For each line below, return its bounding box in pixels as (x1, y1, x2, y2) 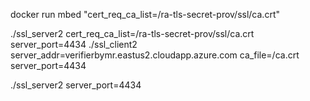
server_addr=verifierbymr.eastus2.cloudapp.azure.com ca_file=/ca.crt (10, 49, 300, 61)
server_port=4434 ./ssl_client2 (10, 39, 138, 50)
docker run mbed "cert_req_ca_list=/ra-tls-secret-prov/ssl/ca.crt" (10, 9, 280, 20)
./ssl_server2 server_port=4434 (10, 79, 142, 91)
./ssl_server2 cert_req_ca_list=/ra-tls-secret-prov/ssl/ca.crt (10, 28, 255, 39)
